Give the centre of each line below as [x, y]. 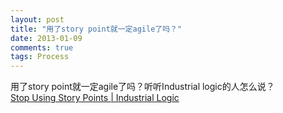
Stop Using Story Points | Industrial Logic [95, 98]
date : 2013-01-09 [46, 38]
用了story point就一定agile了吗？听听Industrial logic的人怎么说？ [142, 87]
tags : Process [40, 57]
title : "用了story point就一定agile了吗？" [96, 29]
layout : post [37, 19]
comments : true [42, 47]
